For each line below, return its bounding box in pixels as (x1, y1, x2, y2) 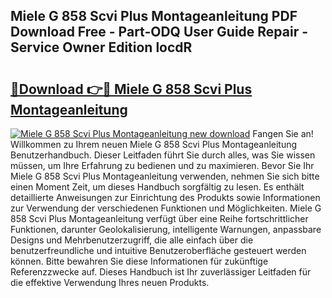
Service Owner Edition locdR (10, 39, 193, 56)
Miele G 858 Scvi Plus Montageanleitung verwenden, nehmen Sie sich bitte (10, 170, 320, 182)
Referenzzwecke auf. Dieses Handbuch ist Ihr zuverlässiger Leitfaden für (10, 266, 312, 278)
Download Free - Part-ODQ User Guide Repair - (10, 24, 309, 41)
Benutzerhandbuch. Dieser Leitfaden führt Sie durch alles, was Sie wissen (10, 149, 316, 161)
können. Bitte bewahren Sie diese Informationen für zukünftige (10, 255, 269, 267)
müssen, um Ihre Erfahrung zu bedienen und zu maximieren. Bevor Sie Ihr (10, 160, 315, 171)
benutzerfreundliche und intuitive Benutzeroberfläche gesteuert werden (10, 245, 307, 256)
